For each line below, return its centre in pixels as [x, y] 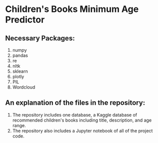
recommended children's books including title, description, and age [82, 120]
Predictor [25, 20]
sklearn [20, 71]
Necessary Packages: [40, 38]
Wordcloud [24, 87]
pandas [20, 55]
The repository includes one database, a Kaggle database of [75, 115]
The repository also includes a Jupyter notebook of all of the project [82, 131]
